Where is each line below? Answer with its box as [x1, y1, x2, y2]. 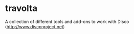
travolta [5, 3, 38, 14]
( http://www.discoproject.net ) [5, 23, 65, 29]
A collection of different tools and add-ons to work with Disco [5, 19, 129, 24]
